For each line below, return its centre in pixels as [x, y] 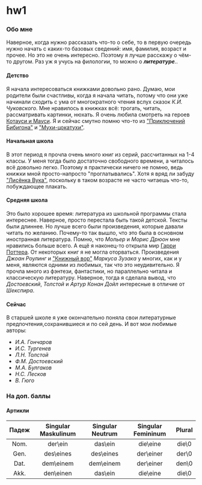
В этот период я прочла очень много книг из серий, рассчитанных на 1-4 [100, 154]
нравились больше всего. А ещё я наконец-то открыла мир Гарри [91, 246]
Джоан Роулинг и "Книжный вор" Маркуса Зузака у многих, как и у [94, 258]
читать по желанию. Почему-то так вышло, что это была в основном [95, 233]
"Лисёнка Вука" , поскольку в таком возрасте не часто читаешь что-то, [98, 180]
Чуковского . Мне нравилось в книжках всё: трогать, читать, [84, 108]
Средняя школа [27, 200]
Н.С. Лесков [30, 374]
